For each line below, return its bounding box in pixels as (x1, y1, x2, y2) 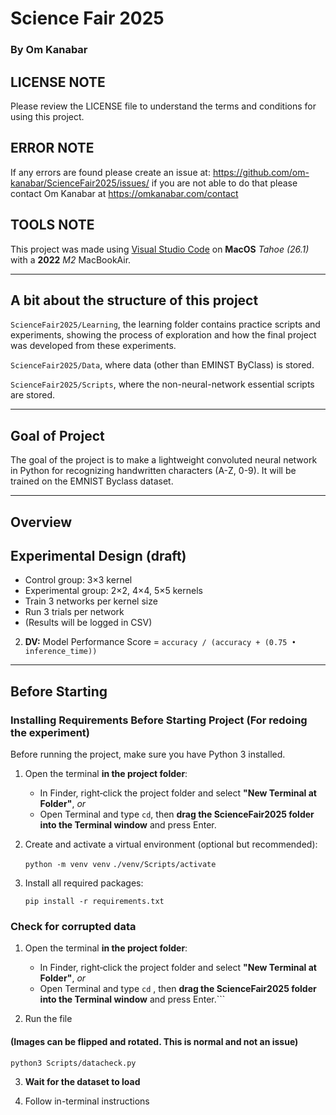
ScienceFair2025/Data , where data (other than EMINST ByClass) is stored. (10, 359, 315, 371)
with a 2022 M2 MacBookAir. (10, 253, 132, 266)
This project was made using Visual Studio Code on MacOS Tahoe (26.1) (10, 243, 310, 255)
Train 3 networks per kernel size (24, 595, 158, 607)
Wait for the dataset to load (24, 1075, 141, 1087)
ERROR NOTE (10, 140, 95, 157)
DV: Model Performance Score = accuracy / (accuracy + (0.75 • (24, 636, 297, 648)
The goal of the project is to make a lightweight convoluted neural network (10, 454, 318, 466)
